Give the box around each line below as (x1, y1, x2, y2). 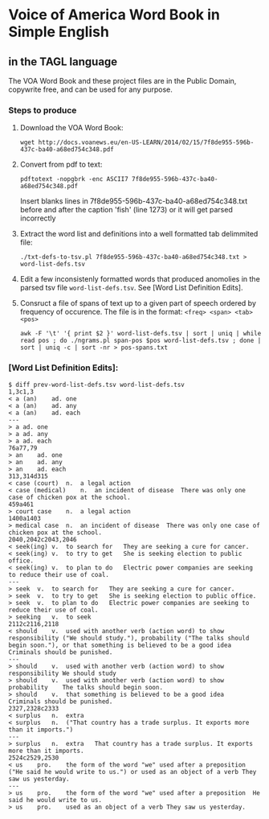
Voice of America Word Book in (8, 6, 221, 24)
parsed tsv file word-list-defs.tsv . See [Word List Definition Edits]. (19, 283, 243, 293)
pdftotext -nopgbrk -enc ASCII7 (19, 175, 128, 183)
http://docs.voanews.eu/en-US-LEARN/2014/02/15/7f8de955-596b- (38, 138, 255, 146)
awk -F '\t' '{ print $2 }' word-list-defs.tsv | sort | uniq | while (19, 330, 262, 338)
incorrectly (19, 213, 56, 223)
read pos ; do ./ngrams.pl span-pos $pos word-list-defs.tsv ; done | (19, 336, 262, 345)
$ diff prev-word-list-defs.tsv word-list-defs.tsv (8, 381, 185, 389)
